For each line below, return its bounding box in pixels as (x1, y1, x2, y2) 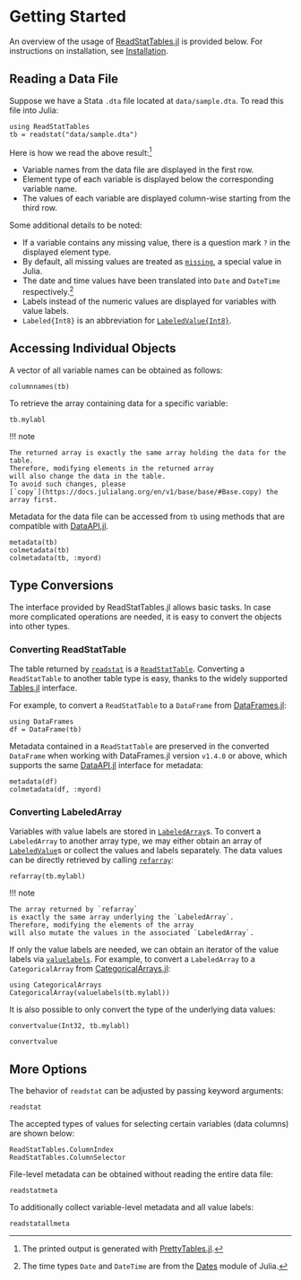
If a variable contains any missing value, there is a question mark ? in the (21, 238, 291, 248)
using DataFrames (9, 717, 74, 726)
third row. (21, 203, 58, 213)
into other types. (9, 620, 70, 631)
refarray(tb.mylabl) (9, 872, 87, 881)
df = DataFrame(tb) (9, 724, 82, 734)
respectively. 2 (21, 285, 74, 298)
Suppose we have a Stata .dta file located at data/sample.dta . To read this (9, 95, 284, 106)
